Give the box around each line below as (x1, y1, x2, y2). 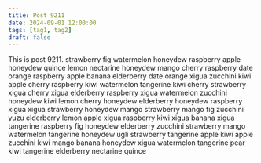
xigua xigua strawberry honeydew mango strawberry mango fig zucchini (8, 105, 244, 114)
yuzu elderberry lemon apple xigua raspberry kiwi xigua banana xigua (8, 113, 235, 122)
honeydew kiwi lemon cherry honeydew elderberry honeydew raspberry (8, 96, 243, 106)
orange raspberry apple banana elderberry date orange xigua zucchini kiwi (8, 71, 252, 81)
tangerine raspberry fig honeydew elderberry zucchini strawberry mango (8, 121, 246, 131)
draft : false (8, 33, 51, 42)
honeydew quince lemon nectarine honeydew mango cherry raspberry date (8, 63, 253, 73)
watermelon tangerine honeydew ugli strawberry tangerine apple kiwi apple (8, 130, 254, 139)
